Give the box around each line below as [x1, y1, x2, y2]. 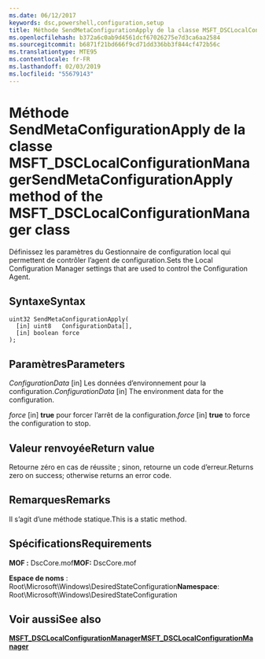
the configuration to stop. [9, 418, 91, 429]
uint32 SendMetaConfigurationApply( [9, 315, 129, 323]
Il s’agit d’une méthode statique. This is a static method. [9, 514, 187, 524]
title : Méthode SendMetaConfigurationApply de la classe [9, 26, 200, 34]
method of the [9, 187, 103, 205]
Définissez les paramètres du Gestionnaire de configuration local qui [9, 247, 231, 256]
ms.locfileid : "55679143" [9, 70, 94, 78]
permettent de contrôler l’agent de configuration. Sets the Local [9, 255, 213, 264]
